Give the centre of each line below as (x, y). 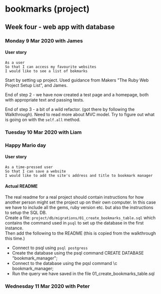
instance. (14, 228)
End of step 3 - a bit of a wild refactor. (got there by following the (70, 109)
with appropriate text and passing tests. (45, 100)
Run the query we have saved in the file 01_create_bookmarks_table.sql (83, 274)
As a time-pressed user (29, 167)
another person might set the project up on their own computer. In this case (80, 202)
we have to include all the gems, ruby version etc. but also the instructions (79, 207)
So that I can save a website (36, 171)
